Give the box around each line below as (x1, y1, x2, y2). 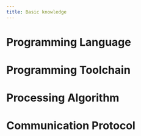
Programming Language (6, 35, 131, 49)
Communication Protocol (6, 119, 136, 133)
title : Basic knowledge (6, 9, 67, 15)
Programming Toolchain (6, 63, 131, 77)
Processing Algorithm (6, 91, 120, 105)
